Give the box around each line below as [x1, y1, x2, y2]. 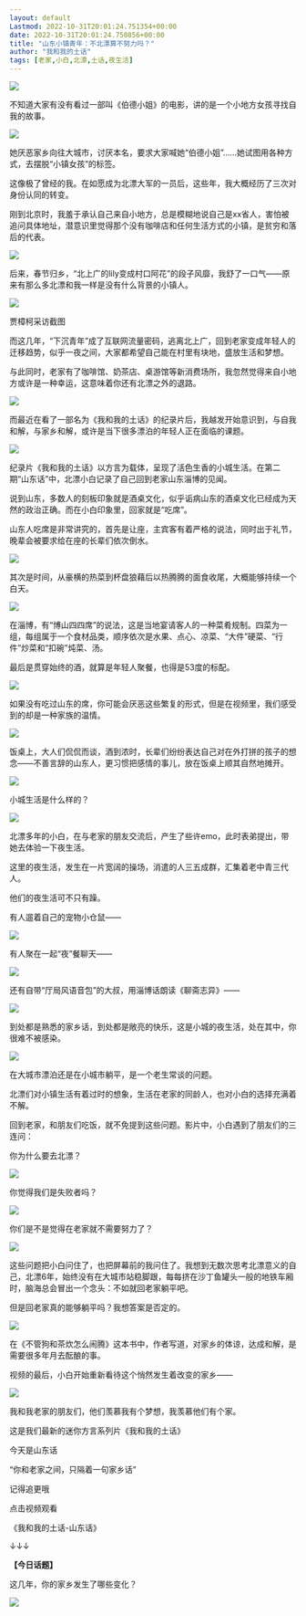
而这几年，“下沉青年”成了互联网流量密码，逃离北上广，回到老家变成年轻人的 [9, 335, 296, 346]
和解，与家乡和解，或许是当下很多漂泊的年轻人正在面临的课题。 [9, 425, 249, 436]
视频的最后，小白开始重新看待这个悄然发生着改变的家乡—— [9, 1369, 233, 1380]
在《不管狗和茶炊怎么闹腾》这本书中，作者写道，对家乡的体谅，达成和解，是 [9, 1338, 297, 1349]
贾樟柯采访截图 [9, 316, 66, 327]
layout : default [9, 13, 71, 23]
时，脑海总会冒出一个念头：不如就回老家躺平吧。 [9, 1283, 193, 1293]
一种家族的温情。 [40, 709, 106, 720]
